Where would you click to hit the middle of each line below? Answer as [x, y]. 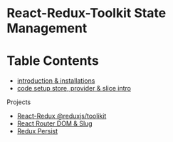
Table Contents [53, 61]
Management [47, 28]
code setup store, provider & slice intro [74, 88]
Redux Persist [37, 131]
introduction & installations [56, 81]
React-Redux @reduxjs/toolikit [62, 116]
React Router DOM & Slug [55, 123]
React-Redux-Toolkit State [86, 13]
